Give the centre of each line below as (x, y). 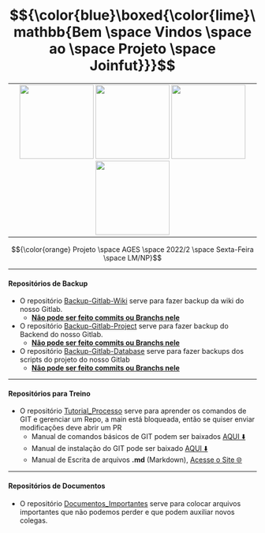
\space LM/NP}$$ (132, 257)
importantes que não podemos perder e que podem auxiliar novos (127, 512)
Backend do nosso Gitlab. (62, 335)
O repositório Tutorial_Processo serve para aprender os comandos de (133, 411)
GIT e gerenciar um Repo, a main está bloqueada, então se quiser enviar (137, 419)
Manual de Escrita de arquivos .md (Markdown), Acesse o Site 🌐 (137, 460)
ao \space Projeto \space (132, 49)
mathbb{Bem (58, 32)
